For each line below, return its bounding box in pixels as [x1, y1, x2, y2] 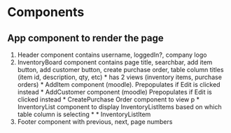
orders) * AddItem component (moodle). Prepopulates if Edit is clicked [17, 80, 220, 88]
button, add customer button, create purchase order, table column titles [17, 66, 224, 73]
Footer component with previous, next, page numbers [17, 118, 173, 126]
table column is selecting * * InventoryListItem [17, 110, 151, 118]
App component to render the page [7, 32, 164, 44]
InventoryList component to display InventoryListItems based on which [17, 103, 222, 111]
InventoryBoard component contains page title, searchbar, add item [17, 58, 213, 66]
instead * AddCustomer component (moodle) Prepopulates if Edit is [17, 88, 212, 96]
